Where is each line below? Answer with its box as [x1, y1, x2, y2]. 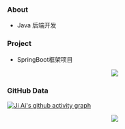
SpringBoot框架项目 [16, 55, 73, 63]
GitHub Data [7, 86, 49, 95]
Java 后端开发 [16, 21, 57, 30]
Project [7, 39, 32, 49]
